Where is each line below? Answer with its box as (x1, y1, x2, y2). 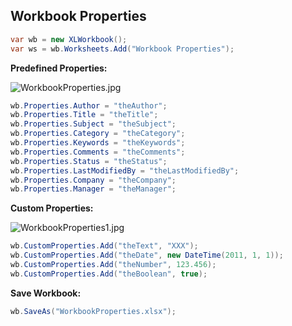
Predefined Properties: (10, 62, 108, 74)
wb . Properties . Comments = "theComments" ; (10, 147, 186, 157)
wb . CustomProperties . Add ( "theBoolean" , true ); (10, 269, 208, 279)
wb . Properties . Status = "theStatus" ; (10, 156, 168, 166)
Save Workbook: (10, 287, 82, 299)
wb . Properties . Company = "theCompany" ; (10, 175, 177, 185)
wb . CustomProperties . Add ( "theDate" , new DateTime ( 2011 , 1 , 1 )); (10, 250, 284, 261)
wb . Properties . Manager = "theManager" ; (10, 184, 177, 194)
